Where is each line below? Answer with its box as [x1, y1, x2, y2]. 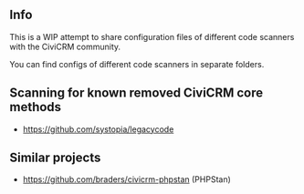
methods [9, 99, 62, 115]
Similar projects [9, 150, 101, 166]
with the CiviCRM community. [9, 41, 121, 52]
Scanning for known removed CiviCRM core [9, 86, 264, 101]
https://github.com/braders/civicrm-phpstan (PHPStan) [22, 174, 231, 185]
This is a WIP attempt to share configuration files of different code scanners [9, 31, 295, 42]
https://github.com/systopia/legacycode [22, 123, 174, 135]
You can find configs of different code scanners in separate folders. [9, 58, 265, 69]
